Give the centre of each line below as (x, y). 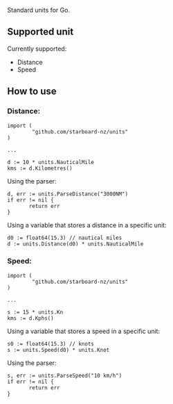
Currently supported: (37, 49)
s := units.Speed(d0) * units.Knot (58, 350)
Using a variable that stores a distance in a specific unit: (87, 225)
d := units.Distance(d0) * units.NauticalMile (75, 244)
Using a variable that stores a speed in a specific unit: (84, 331)
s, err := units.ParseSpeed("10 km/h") (65, 375)
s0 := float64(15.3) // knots (51, 344)
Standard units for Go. (39, 10)
